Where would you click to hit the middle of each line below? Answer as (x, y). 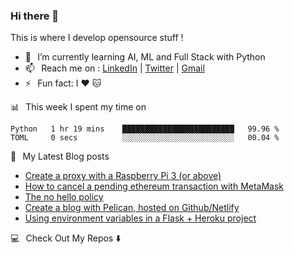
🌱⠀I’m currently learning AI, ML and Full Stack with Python (145, 57)
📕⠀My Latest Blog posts (60, 156)
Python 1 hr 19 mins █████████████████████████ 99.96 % (145, 129)
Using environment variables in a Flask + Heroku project (140, 218)
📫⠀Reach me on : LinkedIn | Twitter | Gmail (114, 68)
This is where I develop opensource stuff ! (97, 38)
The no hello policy (64, 197)
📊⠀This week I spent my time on (78, 107)
